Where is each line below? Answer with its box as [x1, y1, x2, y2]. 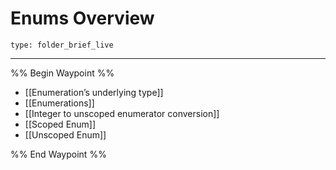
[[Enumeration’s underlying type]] [24, 86, 164, 98]
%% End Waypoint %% [10, 148, 107, 160]
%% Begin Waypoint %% [10, 67, 115, 79]
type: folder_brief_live [10, 40, 114, 50]
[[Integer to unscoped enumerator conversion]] [24, 107, 220, 119]
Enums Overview [10, 7, 155, 30]
